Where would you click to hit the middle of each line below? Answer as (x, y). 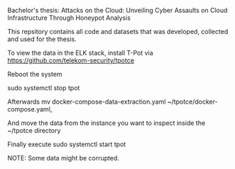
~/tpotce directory (34, 130)
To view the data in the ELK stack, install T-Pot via (81, 53)
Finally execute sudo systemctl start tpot (67, 144)
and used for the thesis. (42, 39)
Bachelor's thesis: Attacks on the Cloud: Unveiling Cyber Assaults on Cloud (117, 10)
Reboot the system (35, 74)
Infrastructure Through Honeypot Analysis (69, 18)
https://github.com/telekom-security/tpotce (71, 60)
